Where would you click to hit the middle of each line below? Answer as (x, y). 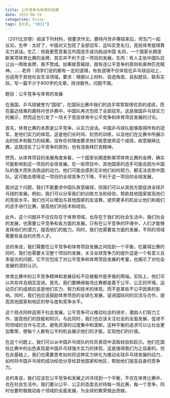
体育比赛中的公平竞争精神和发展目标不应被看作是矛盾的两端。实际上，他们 (83, 276)
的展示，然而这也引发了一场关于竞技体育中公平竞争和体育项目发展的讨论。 (83, 117)
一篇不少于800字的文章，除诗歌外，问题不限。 (67, 83)
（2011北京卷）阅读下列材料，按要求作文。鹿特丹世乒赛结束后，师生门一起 (83, 39)
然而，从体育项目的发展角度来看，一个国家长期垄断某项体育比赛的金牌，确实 (85, 158)
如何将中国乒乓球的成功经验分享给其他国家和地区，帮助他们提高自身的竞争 (83, 361)
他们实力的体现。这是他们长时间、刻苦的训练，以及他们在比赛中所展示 (92, 134)
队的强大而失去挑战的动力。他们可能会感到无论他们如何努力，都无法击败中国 (85, 170)
